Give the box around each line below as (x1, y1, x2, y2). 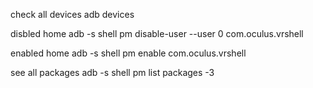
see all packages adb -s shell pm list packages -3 (10, 67, 215, 78)
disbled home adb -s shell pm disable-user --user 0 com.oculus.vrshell (10, 28, 304, 39)
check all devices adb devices (10, 9, 135, 20)
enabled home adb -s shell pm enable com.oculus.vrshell (10, 47, 247, 59)
